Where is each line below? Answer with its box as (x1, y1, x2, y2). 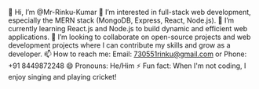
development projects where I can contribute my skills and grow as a (8, 41, 231, 50)
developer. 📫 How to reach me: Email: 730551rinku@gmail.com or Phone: (8, 49, 247, 59)
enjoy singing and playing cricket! (8, 73, 117, 81)
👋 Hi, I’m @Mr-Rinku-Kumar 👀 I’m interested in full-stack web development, (8, 8, 251, 16)
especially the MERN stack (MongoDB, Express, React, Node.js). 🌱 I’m (8, 16, 235, 25)
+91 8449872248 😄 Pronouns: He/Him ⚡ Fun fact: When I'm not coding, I (8, 61, 246, 70)
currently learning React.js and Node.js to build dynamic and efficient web (8, 24, 248, 33)
